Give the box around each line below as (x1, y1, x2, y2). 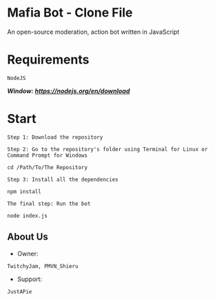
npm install (7, 188, 41, 195)
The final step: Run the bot (7, 200, 91, 207)
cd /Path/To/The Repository (7, 164, 88, 171)
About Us (7, 231, 48, 243)
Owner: (17, 249, 39, 258)
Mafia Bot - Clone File (7, 5, 133, 21)
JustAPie (7, 288, 32, 295)
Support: (17, 275, 43, 283)
